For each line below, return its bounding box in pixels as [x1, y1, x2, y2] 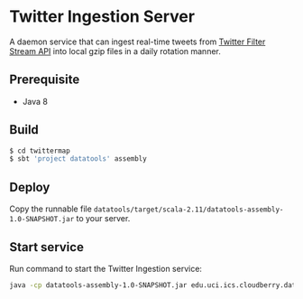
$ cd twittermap [9, 146, 70, 155]
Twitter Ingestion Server [9, 6, 196, 27]
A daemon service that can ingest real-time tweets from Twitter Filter [9, 36, 266, 47]
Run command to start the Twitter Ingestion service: [9, 263, 203, 274]
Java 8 [22, 96, 48, 107]
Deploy [9, 179, 50, 195]
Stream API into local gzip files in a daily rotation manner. [9, 45, 221, 56]
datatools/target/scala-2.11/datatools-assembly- [93, 205, 284, 214]
